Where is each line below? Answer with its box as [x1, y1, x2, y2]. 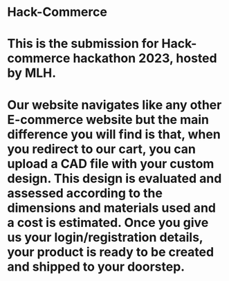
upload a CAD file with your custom [7, 156, 214, 172]
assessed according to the [7, 185, 163, 201]
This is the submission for [7, 36, 159, 52]
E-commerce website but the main [7, 111, 210, 127]
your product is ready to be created [7, 244, 214, 260]
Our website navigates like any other [7, 97, 222, 113]
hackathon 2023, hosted [72, 51, 217, 66]
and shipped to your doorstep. [7, 259, 185, 274]
